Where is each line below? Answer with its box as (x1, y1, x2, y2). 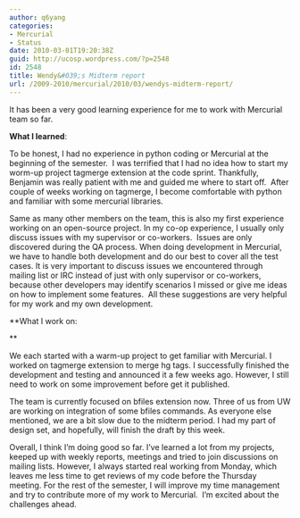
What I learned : (9, 130, 68, 141)
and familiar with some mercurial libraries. (9, 196, 163, 206)
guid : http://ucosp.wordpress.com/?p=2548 (9, 54, 170, 63)
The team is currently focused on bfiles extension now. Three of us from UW (9, 396, 291, 406)
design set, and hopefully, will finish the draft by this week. (9, 424, 226, 435)
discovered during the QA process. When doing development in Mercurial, (9, 241, 283, 252)
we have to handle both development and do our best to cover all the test (9, 251, 279, 262)
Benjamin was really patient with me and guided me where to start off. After (9, 176, 289, 188)
